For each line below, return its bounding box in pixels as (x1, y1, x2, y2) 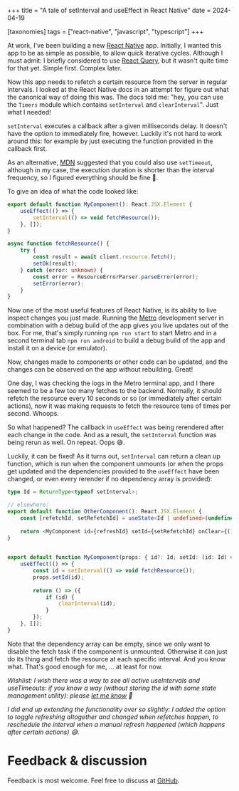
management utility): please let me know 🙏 (7, 691, 133, 700)
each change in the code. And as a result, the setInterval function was (7, 431, 217, 439)
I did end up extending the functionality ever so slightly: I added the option (7, 705, 226, 713)
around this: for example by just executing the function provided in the (7, 137, 213, 145)
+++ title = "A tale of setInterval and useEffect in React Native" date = (7, 6, 211, 14)
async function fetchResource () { (7, 240, 110, 248)
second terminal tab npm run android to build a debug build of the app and (7, 336, 225, 345)
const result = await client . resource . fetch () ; (33, 253, 176, 261)
